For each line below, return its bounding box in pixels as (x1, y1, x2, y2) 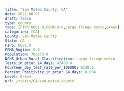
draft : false (5, 16, 31, 21)
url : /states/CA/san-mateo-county (5, 78, 75, 83)
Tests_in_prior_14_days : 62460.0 (5, 61, 72, 65)
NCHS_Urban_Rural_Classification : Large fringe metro (5, 56, 116, 61)
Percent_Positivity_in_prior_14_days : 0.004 (5, 70, 96, 75)
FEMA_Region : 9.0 (5, 47, 40, 52)
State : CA (5, 39, 25, 43)
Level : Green (5, 74, 31, 79)
